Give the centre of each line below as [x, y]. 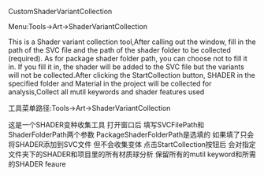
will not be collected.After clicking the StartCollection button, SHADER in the [132, 75]
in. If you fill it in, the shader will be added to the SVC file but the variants [126, 67]
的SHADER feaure [37, 164]
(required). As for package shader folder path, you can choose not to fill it [128, 59]
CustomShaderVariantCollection [60, 11]
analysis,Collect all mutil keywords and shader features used [106, 92]
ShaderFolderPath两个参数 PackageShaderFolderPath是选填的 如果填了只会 [131, 134]
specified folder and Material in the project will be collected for [110, 83]
